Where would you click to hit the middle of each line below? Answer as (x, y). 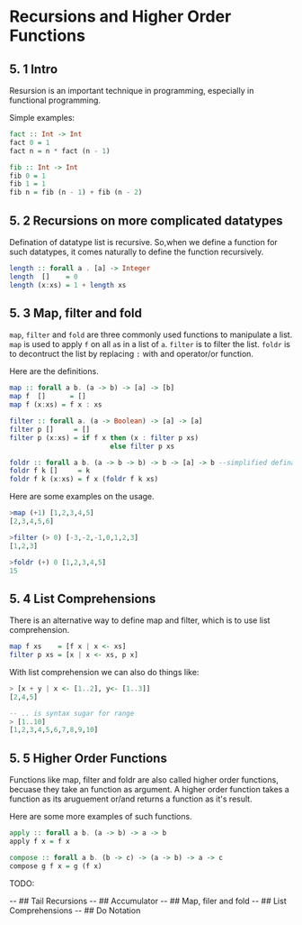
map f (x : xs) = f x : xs (56, 405)
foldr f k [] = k (50, 471)
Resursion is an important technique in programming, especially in (132, 91)
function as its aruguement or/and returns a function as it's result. (131, 799)
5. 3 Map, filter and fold (75, 313)
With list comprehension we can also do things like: (104, 672)
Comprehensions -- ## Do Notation (75, 910)
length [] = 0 (44, 277)
